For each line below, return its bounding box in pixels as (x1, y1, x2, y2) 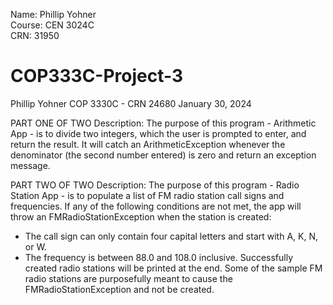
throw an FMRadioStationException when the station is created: (10, 210, 272, 223)
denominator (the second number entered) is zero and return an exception (10, 149, 317, 161)
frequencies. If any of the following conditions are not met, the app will (10, 200, 302, 212)
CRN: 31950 (10, 30, 60, 41)
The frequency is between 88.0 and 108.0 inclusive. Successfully (24, 251, 294, 263)
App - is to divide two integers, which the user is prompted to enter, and (10, 127, 307, 139)
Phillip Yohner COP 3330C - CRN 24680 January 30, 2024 (10, 97, 252, 109)
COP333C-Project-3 (10, 65, 184, 88)
